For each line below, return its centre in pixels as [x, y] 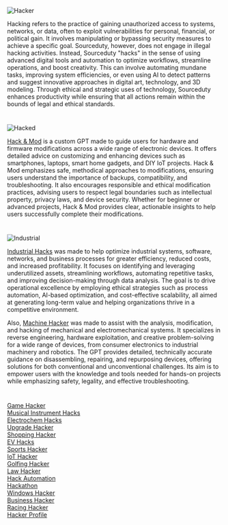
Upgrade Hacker [30, 427]
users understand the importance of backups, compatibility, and [97, 178]
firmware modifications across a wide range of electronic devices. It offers [112, 149]
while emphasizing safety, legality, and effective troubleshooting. [98, 381]
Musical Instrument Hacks [44, 413]
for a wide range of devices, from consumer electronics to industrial [103, 345]
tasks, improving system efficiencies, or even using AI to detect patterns [109, 75]
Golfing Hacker [28, 463]
